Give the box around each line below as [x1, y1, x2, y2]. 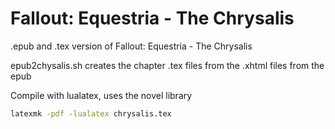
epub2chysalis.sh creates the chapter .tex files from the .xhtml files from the [10, 59, 325, 71]
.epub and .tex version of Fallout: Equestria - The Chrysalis [10, 40, 253, 52]
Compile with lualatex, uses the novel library [10, 89, 193, 101]
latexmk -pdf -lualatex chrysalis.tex [10, 108, 172, 119]
